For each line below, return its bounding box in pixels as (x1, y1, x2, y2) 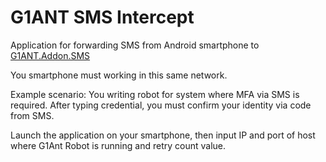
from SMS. (10, 109, 55, 121)
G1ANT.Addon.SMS (10, 49, 91, 61)
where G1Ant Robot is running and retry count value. (10, 139, 227, 151)
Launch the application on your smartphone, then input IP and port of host (10, 129, 316, 141)
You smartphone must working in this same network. (10, 69, 228, 81)
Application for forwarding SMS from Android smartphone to (10, 39, 260, 51)
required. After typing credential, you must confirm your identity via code (10, 99, 312, 111)
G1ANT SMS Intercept (10, 6, 195, 29)
